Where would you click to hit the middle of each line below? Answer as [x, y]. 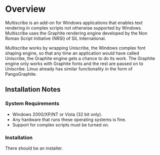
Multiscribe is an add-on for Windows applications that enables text [74, 23]
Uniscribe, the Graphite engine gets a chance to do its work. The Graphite [80, 58]
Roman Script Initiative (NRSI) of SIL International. [56, 38]
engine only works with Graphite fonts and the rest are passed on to [74, 63]
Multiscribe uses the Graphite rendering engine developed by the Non [76, 33]
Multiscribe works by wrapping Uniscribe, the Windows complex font [75, 48]
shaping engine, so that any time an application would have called [72, 53]
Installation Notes [33, 90]
